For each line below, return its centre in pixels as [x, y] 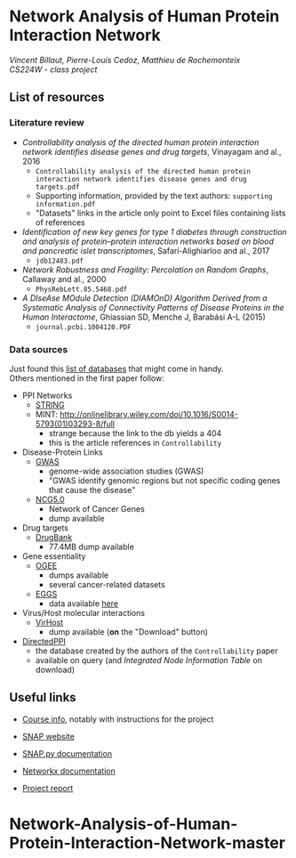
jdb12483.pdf [60, 261]
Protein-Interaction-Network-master [148, 842]
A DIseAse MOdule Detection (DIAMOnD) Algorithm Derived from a [145, 298]
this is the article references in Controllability [135, 442]
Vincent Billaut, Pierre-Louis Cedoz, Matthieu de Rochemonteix [125, 60]
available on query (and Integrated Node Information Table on [149, 660]
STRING [50, 405]
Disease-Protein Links [63, 452]
